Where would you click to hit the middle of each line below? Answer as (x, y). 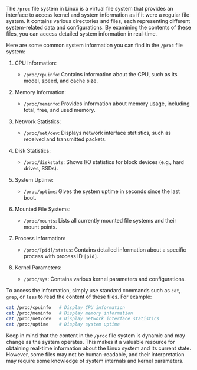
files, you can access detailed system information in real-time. (82, 34)
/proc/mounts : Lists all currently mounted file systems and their (100, 221)
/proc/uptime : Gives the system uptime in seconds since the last (102, 191)
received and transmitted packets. (65, 139)
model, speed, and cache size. (61, 81)
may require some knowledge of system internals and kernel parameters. (95, 361)
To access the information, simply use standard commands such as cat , (93, 290)
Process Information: (40, 238)
